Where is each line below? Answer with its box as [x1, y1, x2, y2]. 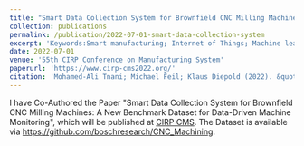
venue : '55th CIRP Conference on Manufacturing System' [9, 55, 224, 64]
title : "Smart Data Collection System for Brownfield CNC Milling [9, 13, 265, 23]
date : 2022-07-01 [9, 47, 75, 56]
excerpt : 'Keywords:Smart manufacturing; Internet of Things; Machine [9, 38, 281, 48]
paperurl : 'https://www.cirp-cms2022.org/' [9, 64, 176, 73]
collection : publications [9, 22, 107, 31]
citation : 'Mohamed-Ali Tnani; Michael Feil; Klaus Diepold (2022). [9, 73, 273, 82]
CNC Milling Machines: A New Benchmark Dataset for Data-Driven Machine [9, 106, 291, 118]
